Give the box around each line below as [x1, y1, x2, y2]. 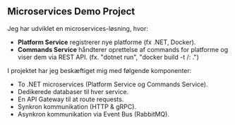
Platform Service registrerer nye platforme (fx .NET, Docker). [17, 38, 196, 46]
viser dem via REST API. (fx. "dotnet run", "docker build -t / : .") [17, 53, 199, 61]
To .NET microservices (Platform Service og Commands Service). [17, 80, 208, 88]
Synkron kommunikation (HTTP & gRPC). [17, 102, 136, 111]
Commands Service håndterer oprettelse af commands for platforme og [17, 45, 229, 53]
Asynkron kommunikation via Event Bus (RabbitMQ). [17, 110, 169, 118]
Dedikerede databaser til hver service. [17, 87, 129, 96]
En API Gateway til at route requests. [17, 95, 124, 103]
